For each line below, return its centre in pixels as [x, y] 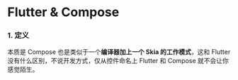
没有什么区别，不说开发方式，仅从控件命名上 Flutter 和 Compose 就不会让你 [118, 61]
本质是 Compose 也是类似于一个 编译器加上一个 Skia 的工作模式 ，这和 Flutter [119, 52]
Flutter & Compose [63, 12]
